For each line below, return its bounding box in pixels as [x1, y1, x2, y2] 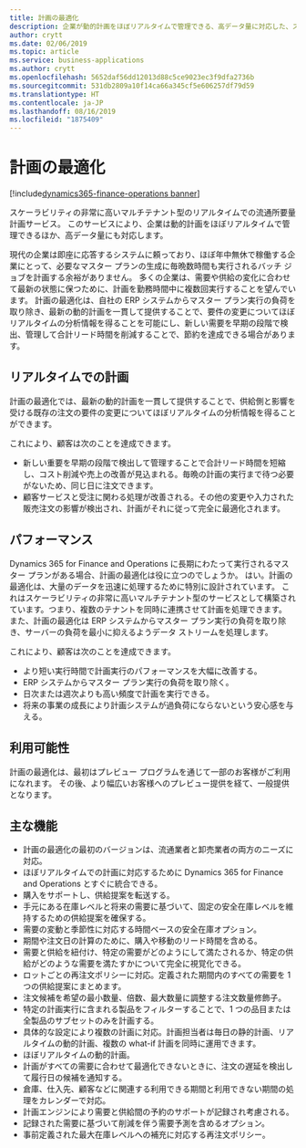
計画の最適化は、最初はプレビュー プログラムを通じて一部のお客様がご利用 [9, 766, 291, 777]
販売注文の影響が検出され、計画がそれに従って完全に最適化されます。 [22, 503, 285, 514]
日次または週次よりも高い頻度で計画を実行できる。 [22, 688, 215, 699]
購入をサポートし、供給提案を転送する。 [22, 890, 175, 901]
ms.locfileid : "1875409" [9, 115, 104, 124]
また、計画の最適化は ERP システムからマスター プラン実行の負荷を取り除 [9, 615, 287, 626]
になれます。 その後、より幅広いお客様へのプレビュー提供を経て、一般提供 [9, 778, 290, 788]
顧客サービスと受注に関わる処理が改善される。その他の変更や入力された [22, 491, 294, 502]
